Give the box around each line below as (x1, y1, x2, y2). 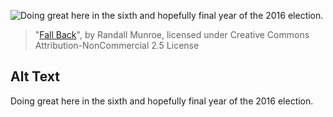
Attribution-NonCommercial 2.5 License (34, 40, 200, 51)
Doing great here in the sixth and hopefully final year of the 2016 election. (10, 95, 314, 107)
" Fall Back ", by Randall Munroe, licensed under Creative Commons (34, 29, 310, 40)
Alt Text (10, 68, 60, 85)
